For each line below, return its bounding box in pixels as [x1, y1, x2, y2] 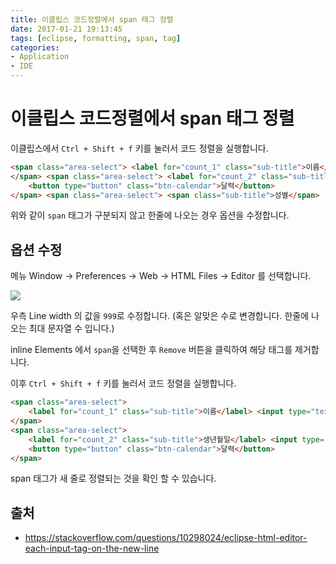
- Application [10, 52, 70, 62]
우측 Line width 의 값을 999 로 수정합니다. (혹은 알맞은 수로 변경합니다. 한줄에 [10, 310, 310, 322]
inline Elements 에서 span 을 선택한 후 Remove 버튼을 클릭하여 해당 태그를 [10, 344, 293, 356]
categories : [10, 42, 60, 53]
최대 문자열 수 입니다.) [28, 322, 115, 335]
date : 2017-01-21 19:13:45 [10, 24, 123, 34]
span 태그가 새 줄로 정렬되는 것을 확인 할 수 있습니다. [10, 472, 217, 485]
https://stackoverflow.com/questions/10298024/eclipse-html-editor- [24, 532, 308, 544]
